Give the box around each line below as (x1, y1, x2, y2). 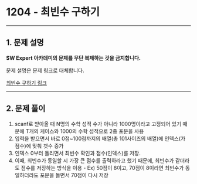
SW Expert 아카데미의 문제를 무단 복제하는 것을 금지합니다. (6, 54, 141, 62)
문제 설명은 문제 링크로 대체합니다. (6, 67, 84, 74)
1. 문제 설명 (6, 38, 44, 47)
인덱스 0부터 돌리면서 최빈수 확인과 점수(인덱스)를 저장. (14, 149, 141, 156)
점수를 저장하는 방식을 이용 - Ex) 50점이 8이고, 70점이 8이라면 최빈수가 (21, 164, 184, 171)
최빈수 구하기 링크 (6, 79, 47, 86)
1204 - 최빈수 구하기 (6, 5, 100, 19)
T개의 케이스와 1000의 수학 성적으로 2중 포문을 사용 (25, 127, 144, 135)
